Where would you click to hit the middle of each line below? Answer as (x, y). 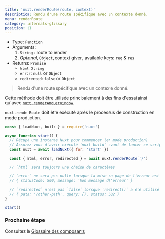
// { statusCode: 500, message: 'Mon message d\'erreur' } (71, 181)
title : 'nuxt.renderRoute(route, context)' (50, 10)
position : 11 (18, 28)
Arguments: (24, 47)
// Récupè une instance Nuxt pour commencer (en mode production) (79, 140)
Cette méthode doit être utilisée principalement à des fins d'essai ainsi (76, 98)
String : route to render (43, 53)
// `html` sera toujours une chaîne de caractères (62, 167)
